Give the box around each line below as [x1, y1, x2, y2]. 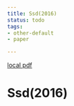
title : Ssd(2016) [7, 10, 57, 17]
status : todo [7, 17, 45, 24]
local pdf [7, 61, 33, 69]
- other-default [7, 29, 54, 37]
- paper [7, 36, 30, 43]
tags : [7, 23, 23, 30]
